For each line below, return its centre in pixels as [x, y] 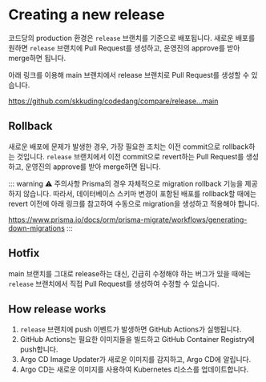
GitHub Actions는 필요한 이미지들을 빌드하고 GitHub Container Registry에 [137, 340]
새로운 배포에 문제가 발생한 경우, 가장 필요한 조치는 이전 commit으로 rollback [129, 147]
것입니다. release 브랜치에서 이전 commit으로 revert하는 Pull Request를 [130, 156]
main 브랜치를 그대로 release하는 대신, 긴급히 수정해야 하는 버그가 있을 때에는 [130, 273]
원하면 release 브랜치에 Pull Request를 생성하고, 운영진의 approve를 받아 [124, 48]
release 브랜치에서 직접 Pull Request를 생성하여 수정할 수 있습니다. [114, 283]
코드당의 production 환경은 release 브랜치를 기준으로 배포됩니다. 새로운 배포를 [132, 38]
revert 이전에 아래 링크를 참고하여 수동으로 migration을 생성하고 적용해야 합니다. [134, 203]
